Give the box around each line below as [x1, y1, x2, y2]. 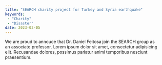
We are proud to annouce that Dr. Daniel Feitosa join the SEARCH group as [5, 39, 155, 44]
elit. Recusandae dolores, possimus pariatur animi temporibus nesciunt [5, 49, 148, 55]
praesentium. [5, 54, 32, 60]
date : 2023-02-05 [5, 25, 40, 30]
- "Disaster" [7, 21, 34, 26]
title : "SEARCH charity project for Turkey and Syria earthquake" [5, 7, 143, 12]
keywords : [5, 12, 25, 17]
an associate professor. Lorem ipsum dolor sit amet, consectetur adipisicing [5, 44, 158, 50]
